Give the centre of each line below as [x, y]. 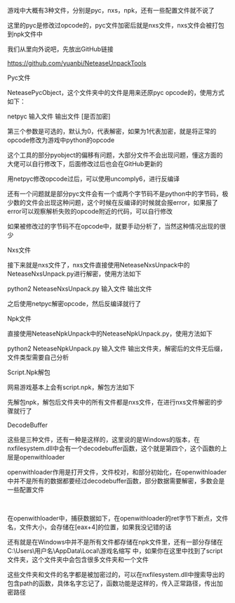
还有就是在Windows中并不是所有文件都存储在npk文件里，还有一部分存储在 [115, 542]
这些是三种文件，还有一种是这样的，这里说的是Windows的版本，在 [104, 439]
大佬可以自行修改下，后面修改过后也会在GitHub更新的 [85, 164]
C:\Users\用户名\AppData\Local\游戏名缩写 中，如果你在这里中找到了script [115, 551]
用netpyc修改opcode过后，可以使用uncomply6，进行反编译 [94, 179]
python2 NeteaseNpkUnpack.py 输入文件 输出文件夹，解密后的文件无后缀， [117, 348]
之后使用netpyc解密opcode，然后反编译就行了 [74, 304]
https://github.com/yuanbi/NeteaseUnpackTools [77, 63]
